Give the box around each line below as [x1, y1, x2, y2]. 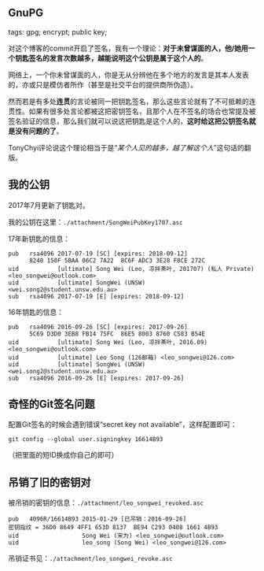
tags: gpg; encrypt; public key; [8, 27, 108, 36]
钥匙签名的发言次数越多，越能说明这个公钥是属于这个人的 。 [14, 53, 208, 62]
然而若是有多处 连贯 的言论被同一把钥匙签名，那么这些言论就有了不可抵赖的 [8, 96, 249, 106]
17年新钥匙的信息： [8, 234, 71, 243]
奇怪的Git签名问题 [8, 398, 96, 411]
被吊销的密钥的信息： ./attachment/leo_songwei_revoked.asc [8, 498, 204, 507]
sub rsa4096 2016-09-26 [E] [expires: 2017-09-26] [8, 374, 185, 382]
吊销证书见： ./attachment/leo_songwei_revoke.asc [8, 554, 173, 563]
